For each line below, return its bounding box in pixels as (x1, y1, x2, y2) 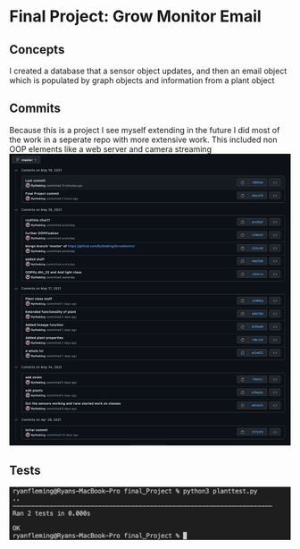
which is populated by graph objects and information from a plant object (9, 75, 275, 86)
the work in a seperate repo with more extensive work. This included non (9, 134, 278, 145)
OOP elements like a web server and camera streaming (9, 143, 212, 154)
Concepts (9, 42, 65, 57)
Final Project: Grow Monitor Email (9, 6, 262, 27)
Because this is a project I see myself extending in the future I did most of (9, 124, 280, 135)
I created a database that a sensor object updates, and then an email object (9, 65, 287, 76)
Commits (9, 101, 61, 116)
